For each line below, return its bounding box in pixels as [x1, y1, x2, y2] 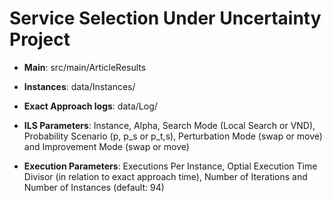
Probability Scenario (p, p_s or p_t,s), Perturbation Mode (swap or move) [23, 130, 323, 142]
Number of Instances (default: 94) [23, 181, 165, 193]
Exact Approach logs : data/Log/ [23, 100, 158, 112]
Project [9, 28, 71, 51]
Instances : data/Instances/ [23, 80, 136, 92]
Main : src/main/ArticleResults [23, 61, 147, 73]
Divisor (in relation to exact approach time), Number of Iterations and [23, 170, 308, 182]
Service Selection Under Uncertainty [9, 7, 322, 30]
